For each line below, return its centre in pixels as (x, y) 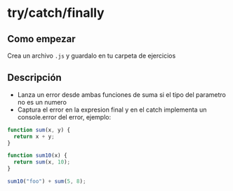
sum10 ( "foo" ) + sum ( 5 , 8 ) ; (47, 182)
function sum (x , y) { (39, 130)
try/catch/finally (56, 13)
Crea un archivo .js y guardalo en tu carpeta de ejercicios (92, 55)
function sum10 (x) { (38, 156)
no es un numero (42, 102)
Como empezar (41, 39)
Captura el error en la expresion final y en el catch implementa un (112, 110)
